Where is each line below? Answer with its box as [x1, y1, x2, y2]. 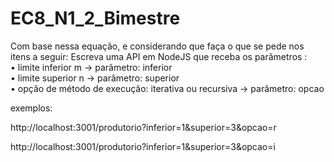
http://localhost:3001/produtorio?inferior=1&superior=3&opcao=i [10, 140, 276, 152]
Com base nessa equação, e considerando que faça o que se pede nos [10, 40, 305, 52]
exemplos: [10, 102, 53, 114]
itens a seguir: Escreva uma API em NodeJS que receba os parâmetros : [10, 50, 308, 62]
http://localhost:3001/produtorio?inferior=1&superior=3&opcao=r [10, 121, 277, 133]
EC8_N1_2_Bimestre [10, 7, 181, 30]
